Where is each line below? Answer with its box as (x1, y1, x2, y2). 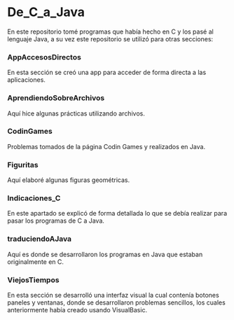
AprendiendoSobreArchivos (7, 93, 105, 103)
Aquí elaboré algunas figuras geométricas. (7, 176, 130, 184)
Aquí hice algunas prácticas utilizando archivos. (7, 109, 145, 118)
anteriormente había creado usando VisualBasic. (7, 306, 148, 314)
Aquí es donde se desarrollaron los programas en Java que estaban (7, 250, 203, 258)
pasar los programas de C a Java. (7, 216, 105, 225)
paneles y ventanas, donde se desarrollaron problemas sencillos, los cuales (7, 298, 226, 307)
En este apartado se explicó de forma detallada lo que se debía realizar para (7, 209, 228, 218)
